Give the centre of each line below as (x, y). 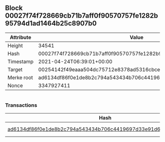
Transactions (21, 105)
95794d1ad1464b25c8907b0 (51, 23)
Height (15, 45)
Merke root (20, 77)
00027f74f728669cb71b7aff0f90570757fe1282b (82, 16)
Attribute (20, 37)
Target (15, 69)
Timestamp (21, 61)
